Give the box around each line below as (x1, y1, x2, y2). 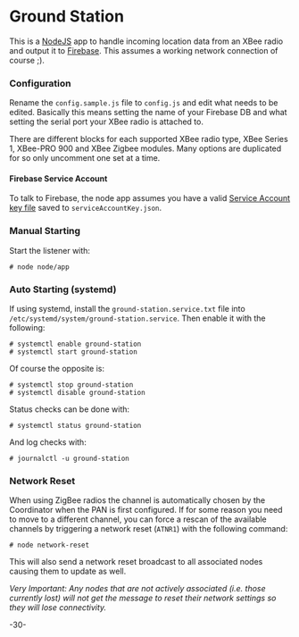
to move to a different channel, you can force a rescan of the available (9, 514, 268, 524)
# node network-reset (9, 541, 90, 550)
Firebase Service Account (9, 172, 108, 184)
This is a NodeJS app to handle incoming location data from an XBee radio (9, 36, 284, 46)
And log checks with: (9, 437, 87, 448)
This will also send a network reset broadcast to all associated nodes (9, 557, 263, 567)
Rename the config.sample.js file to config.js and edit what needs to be (9, 97, 278, 108)
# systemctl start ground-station (9, 348, 138, 356)
